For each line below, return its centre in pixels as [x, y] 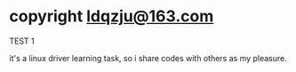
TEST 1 [22, 41]
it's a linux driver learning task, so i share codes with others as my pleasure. [148, 58]
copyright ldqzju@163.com [112, 16]
